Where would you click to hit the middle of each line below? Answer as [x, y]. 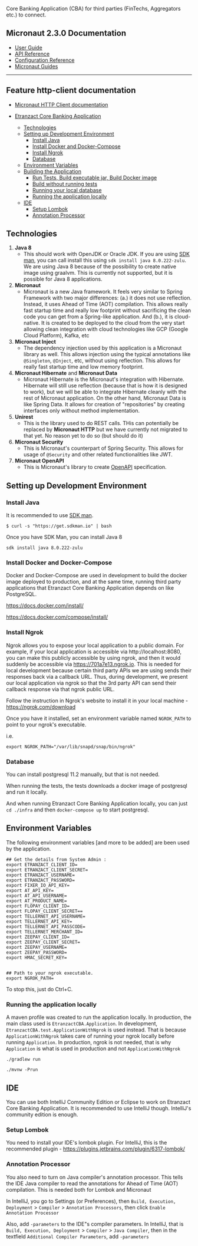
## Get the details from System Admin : [57, 859]
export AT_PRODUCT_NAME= [37, 901]
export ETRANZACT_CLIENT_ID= [42, 864]
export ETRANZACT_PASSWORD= [41, 880]
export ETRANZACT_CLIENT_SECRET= [47, 870]
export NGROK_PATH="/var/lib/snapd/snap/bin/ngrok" [71, 747]
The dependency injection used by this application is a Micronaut [103, 348]
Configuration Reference [44, 60]
